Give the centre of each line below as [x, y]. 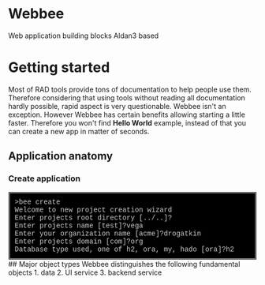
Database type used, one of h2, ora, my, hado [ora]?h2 [125, 249]
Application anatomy [60, 156]
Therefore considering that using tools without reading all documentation [127, 97]
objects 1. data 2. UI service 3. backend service [85, 272]
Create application [45, 178]
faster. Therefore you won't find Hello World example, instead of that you [127, 122]
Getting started [59, 67]
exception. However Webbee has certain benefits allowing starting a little [127, 114]
